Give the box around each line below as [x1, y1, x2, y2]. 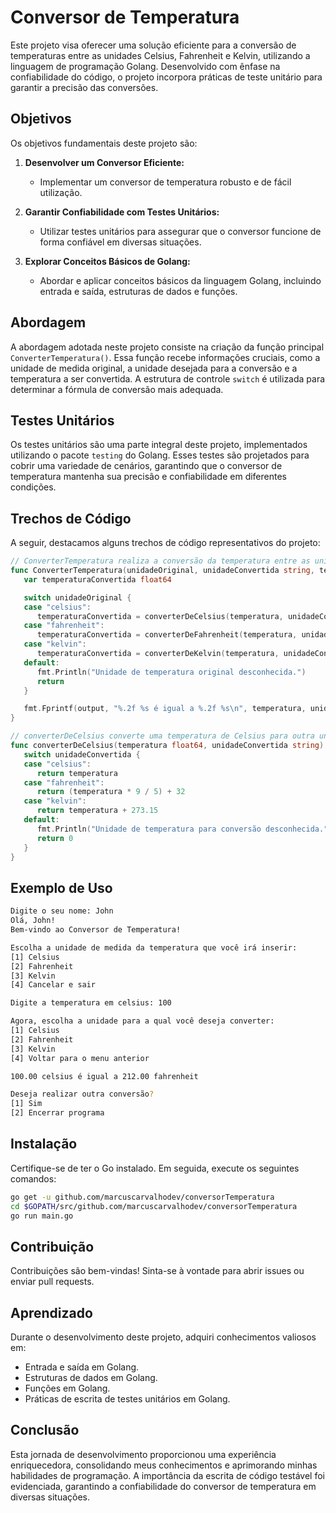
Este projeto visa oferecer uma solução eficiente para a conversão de [10, 39, 297, 51]
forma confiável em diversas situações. [39, 236, 202, 248]
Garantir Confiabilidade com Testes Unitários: [24, 206, 220, 218]
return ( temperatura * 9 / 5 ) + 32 [36, 787, 186, 797]
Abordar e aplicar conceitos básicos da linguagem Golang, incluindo [39, 274, 322, 286]
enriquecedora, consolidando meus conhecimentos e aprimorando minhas [10, 1459, 318, 1471]
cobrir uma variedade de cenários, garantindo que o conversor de [10, 460, 283, 472]
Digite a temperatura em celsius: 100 [10, 998, 172, 1008]
